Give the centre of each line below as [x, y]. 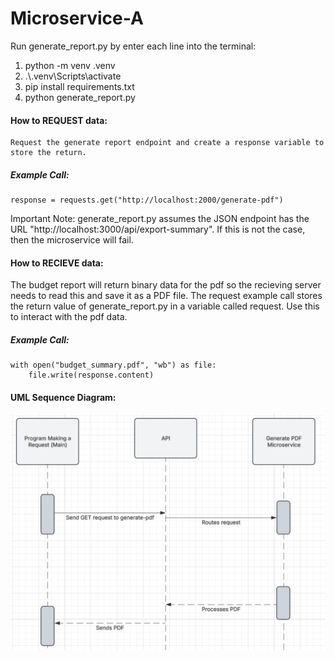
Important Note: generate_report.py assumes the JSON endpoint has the [160, 219]
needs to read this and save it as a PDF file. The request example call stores [166, 296]
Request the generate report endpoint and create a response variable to [167, 143]
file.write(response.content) [91, 375]
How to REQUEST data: [59, 120]
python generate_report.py [80, 97]
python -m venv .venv [70, 65]
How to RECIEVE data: [57, 263]
